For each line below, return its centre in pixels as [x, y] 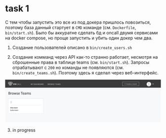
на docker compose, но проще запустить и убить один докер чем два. [79, 38]
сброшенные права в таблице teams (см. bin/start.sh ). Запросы [81, 62]
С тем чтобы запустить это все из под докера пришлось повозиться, [78, 22]
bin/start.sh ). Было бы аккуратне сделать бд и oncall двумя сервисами [82, 33]
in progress [24, 130]
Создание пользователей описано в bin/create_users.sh [72, 47]
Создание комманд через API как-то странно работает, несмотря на [85, 57]
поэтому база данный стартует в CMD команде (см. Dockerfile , [71, 27]
